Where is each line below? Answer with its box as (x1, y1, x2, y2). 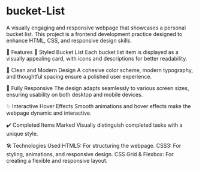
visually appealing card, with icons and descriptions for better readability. (6, 55, 188, 62)
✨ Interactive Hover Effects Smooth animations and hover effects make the (6, 102, 191, 109)
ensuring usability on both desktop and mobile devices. (6, 91, 143, 98)
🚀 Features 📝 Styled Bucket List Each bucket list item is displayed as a (6, 48, 179, 55)
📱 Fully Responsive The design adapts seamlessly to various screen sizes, (6, 84, 189, 91)
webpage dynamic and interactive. (6, 109, 92, 117)
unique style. (6, 130, 38, 137)
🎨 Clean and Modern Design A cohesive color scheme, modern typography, (6, 66, 194, 73)
